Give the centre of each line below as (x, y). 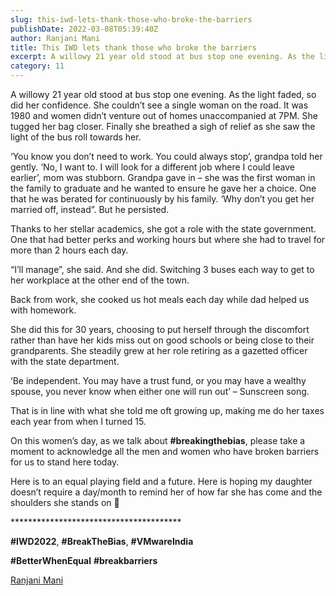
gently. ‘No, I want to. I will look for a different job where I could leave (152, 167)
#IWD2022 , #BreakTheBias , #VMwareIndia (102, 541)
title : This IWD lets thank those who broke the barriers (133, 47)
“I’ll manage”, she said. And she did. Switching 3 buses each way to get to (162, 269)
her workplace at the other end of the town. (100, 280)
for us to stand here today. (65, 462)
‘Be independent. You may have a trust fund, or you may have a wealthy (158, 380)
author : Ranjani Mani (55, 38)
